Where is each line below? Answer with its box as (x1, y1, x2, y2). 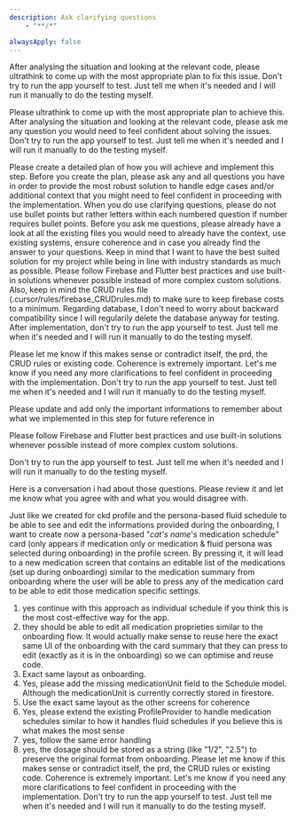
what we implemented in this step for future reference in (9, 414, 215, 424)
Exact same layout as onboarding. (21, 669, 146, 680)
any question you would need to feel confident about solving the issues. (9, 126, 272, 137)
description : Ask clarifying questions (9, 12, 157, 22)
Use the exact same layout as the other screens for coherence (21, 698, 250, 708)
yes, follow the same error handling (21, 735, 152, 745)
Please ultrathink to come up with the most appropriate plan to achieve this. (9, 107, 285, 118)
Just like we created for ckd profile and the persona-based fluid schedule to (9, 510, 287, 521)
